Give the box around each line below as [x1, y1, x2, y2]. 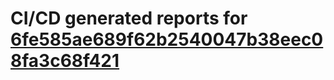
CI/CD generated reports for [10, 7, 248, 30]
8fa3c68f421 [10, 50, 120, 72]
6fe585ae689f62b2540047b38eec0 [10, 28, 324, 51]
